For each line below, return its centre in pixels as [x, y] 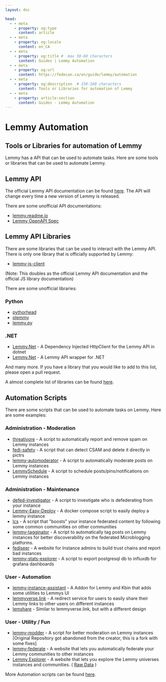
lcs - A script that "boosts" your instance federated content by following [86, 521]
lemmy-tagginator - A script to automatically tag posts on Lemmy [79, 532]
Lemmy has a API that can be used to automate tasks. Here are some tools [82, 158]
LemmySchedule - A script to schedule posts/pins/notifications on [80, 471]
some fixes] [24, 643]
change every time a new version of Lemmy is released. [63, 196]
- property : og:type [35, 28]
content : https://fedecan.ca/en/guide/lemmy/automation [78, 75]
